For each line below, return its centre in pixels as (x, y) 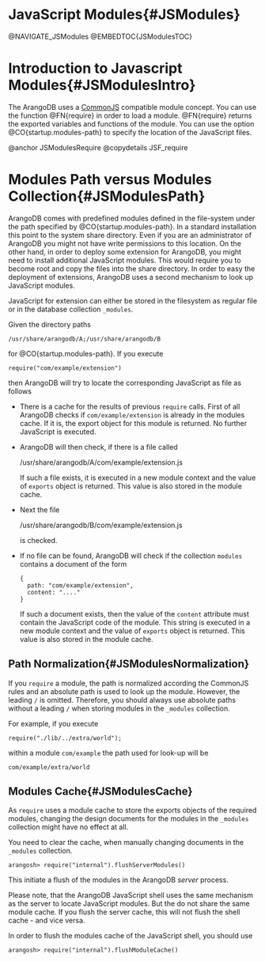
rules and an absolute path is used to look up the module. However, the (124, 691)
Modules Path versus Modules (110, 180)
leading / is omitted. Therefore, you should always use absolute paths (122, 700)
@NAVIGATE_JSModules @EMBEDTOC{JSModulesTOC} (100, 36)
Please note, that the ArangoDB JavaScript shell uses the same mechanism (131, 896)
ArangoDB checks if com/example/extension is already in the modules (132, 415)
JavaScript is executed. (58, 432)
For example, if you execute (53, 723)
